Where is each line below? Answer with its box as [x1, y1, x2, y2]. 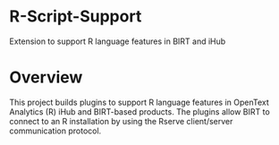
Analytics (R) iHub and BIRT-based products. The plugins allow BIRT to [9, 106, 270, 117]
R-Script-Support [9, 6, 142, 27]
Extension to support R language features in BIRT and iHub [9, 36, 226, 47]
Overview [9, 67, 83, 88]
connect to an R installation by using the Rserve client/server [9, 115, 233, 126]
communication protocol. [9, 125, 102, 136]
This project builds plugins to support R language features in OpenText [9, 97, 270, 107]
